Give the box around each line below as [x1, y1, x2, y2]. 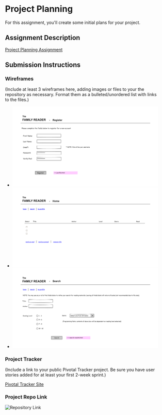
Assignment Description [5, 34, 81, 42]
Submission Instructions [5, 61, 81, 69]
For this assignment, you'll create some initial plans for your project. [5, 20, 141, 25]
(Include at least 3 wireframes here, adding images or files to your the [5, 86, 145, 92]
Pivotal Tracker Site [5, 381, 44, 387]
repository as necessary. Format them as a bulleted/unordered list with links [5, 92, 157, 98]
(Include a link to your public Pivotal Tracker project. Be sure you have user [5, 367, 155, 373]
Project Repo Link [5, 394, 48, 400]
